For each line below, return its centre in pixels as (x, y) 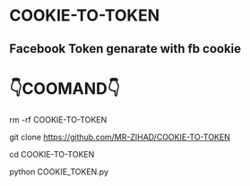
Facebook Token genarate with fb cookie (125, 49)
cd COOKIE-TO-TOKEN (52, 154)
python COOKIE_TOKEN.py (59, 172)
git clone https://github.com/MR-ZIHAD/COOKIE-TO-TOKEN (120, 137)
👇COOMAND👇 (65, 88)
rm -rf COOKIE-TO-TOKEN (58, 119)
